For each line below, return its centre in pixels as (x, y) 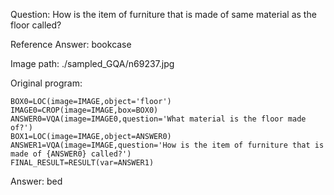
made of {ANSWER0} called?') (71, 154)
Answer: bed (36, 181)
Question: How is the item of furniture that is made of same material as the (163, 14)
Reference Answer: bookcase (71, 44)
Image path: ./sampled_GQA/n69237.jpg (92, 63)
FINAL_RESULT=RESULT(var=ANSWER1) (82, 163)
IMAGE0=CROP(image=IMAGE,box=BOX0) (84, 110)
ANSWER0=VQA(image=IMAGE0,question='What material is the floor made (158, 119)
